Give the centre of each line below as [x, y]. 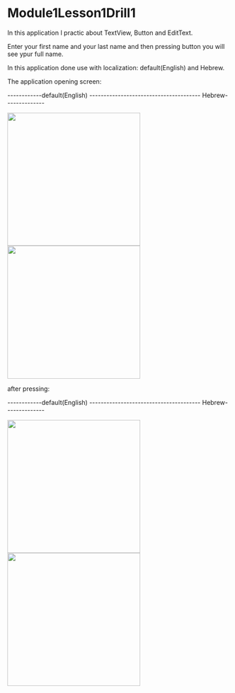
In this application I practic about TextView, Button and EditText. [100, 33]
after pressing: [29, 389]
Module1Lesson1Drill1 [71, 13]
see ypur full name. [35, 54]
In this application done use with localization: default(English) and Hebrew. [116, 67]
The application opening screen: [55, 81]
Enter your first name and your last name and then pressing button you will [116, 46]
